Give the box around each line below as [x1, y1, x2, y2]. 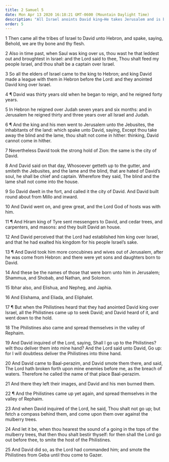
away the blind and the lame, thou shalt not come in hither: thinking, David [5, 132, 159, 139]
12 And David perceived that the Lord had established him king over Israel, [5, 234, 159, 240]
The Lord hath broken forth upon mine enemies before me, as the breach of [5, 366, 162, 372]
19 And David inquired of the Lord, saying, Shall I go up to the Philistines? [5, 340, 157, 346]
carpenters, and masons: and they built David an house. [5, 224, 121, 230]
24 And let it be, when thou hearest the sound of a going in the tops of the [5, 426, 159, 432]
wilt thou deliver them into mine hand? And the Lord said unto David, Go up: [5, 345, 162, 351]
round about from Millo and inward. [5, 194, 78, 200]
